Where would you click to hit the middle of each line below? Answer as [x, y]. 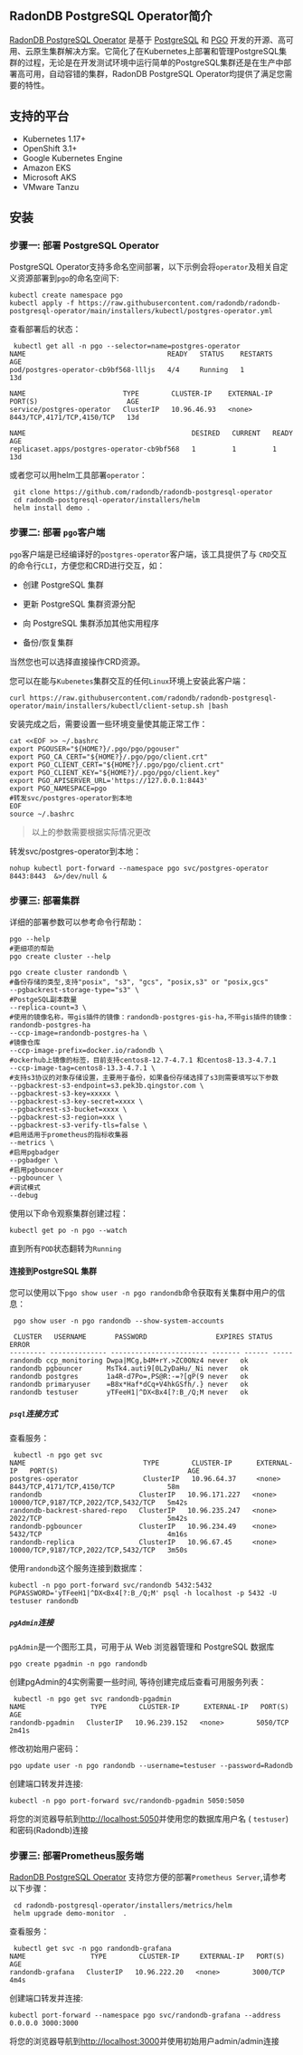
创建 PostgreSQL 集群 [63, 584]
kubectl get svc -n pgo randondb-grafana [92, 1949]
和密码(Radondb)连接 [49, 1830]
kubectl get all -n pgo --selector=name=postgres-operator [127, 347]
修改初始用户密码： [45, 1749]
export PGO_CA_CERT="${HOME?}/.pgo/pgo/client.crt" [109, 757]
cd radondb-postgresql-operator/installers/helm [107, 501]
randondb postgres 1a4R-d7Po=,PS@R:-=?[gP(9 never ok [129, 1377]
